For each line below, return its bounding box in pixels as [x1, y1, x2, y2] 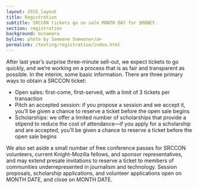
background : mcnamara [6, 31, 60, 37]
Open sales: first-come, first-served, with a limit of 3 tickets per [14, 89, 170, 96]
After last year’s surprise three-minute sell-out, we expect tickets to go [6, 58, 179, 65]
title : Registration [6, 14, 58, 20]
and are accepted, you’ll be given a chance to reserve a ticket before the [14, 126, 193, 134]
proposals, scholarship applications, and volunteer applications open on [6, 169, 182, 177]
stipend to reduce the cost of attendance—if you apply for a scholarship [14, 120, 191, 127]
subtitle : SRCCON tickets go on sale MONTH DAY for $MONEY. [6, 20, 158, 26]
